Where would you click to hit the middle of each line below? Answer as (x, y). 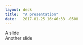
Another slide (19, 38)
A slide (12, 33)
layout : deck (19, 10)
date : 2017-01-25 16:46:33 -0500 (42, 19)
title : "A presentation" (32, 14)
